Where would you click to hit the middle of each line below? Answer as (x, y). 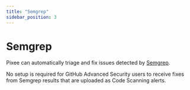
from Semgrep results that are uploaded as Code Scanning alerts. (86, 81)
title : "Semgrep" (28, 12)
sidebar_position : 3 (32, 17)
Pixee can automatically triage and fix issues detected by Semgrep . (88, 63)
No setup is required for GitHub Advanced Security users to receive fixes (95, 74)
